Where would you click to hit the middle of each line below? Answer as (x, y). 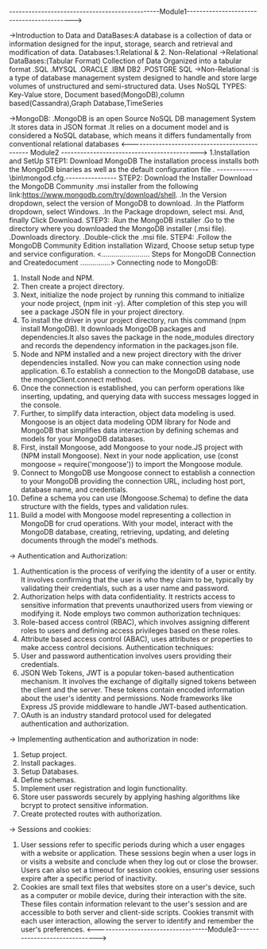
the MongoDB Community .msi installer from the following (104, 186)
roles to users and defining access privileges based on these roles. (130, 630)
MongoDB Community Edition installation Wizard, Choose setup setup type (132, 245)
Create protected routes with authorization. (91, 814)
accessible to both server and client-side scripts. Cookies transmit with (137, 912)
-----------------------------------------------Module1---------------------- (133, 12)
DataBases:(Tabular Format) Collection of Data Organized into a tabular (126, 61)
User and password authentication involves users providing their (126, 656)
